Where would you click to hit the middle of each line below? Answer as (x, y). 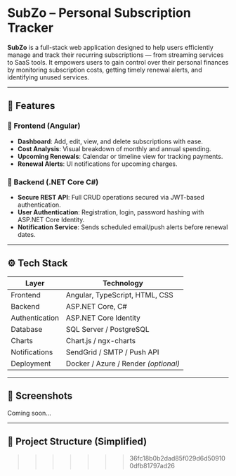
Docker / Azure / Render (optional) (123, 364)
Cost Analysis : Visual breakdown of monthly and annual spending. (114, 148)
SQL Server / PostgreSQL (107, 329)
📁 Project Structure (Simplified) (77, 441)
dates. (27, 234)
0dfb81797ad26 (152, 466)
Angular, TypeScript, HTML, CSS (119, 295)
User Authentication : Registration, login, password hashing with (111, 212)
